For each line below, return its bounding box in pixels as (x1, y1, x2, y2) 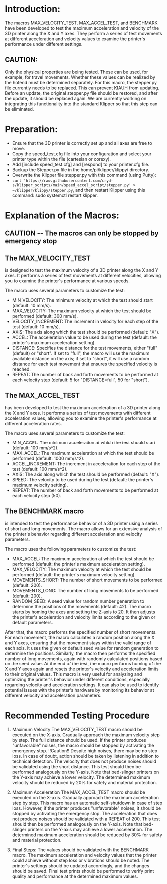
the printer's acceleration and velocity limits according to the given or (12, 614, 156, 620)
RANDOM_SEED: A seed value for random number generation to (12, 598, 145, 604)
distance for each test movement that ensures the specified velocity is (12, 361, 157, 367)
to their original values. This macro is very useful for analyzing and (5, 671, 142, 677)
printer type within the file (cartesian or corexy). (12, 156, 111, 162)
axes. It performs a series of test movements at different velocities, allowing (5, 273, 161, 279)
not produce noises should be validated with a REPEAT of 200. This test (12, 816, 160, 822)
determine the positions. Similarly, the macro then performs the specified (5, 650, 156, 656)
